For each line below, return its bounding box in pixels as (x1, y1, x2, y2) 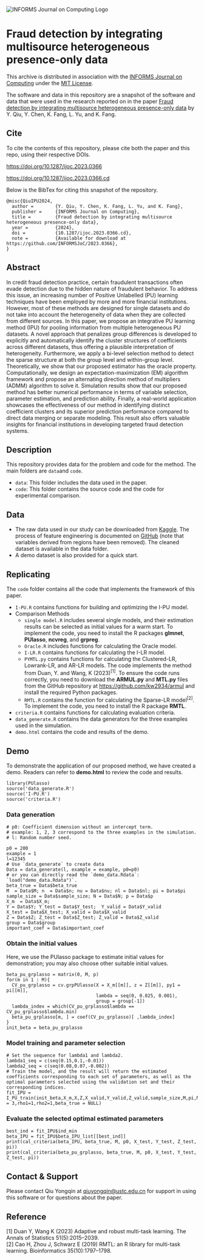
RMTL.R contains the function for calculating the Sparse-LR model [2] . (24, 695, 195, 704)
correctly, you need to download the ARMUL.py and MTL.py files (24, 676, 188, 683)
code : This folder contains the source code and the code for (15, 485, 165, 493)
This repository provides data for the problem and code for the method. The (6, 461, 196, 468)
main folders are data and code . (6, 467, 83, 474)
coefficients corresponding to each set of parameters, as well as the (6, 1074, 191, 1080)
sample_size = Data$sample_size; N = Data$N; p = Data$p (6, 893, 154, 899)
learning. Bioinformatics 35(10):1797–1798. (6, 1247, 112, 1254)
